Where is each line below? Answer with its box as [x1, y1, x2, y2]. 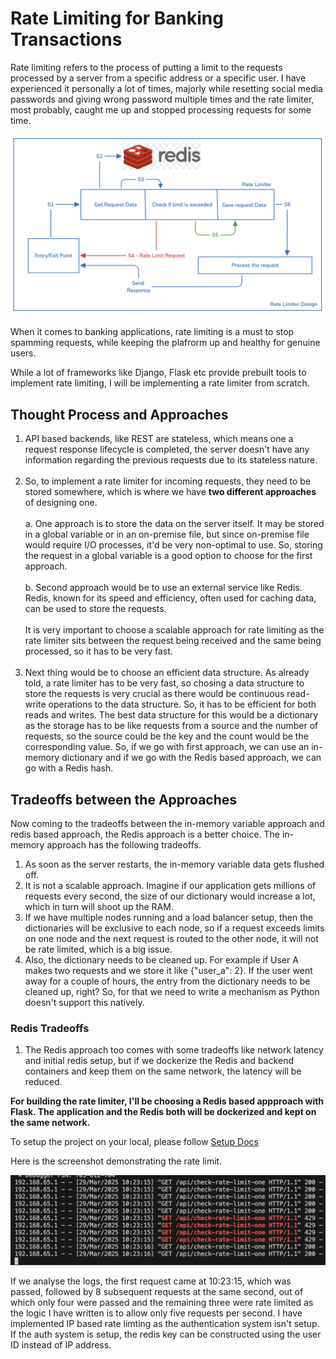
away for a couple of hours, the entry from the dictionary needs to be [24, 975, 311, 987]
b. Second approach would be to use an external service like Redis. [24, 582, 303, 594]
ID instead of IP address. [10, 1338, 112, 1351]
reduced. [24, 1076, 63, 1088]
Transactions [10, 28, 123, 51]
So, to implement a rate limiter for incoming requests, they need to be [24, 475, 312, 487]
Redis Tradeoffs [10, 1021, 90, 1035]
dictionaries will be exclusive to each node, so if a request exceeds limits [24, 922, 325, 934]
